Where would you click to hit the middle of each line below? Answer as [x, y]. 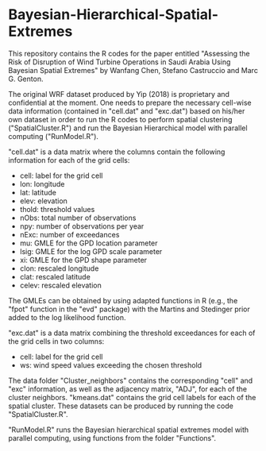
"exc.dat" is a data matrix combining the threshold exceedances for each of [132, 333]
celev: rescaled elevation [60, 285]
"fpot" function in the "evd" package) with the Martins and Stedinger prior [129, 309]
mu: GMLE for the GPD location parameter [89, 243]
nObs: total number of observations [78, 218]
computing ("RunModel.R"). [54, 136]
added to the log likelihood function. [67, 317]
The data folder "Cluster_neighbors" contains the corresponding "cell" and [131, 380]
